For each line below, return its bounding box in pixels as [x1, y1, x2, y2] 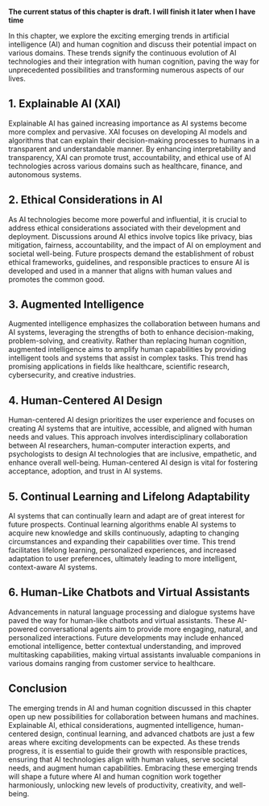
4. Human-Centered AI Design [8, 394, 163, 407]
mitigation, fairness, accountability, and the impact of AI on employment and [8, 240, 262, 250]
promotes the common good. [8, 274, 106, 284]
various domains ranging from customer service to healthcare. [8, 658, 216, 668]
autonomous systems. [8, 169, 82, 180]
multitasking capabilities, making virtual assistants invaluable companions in [8, 650, 261, 659]
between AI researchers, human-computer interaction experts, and [8, 440, 231, 450]
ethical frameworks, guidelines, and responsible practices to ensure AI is [8, 257, 250, 267]
